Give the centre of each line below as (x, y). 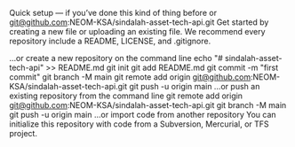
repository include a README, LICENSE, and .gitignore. (110, 41)
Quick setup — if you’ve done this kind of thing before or (113, 13)
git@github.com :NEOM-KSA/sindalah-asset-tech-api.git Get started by (139, 22)
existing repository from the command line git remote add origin (126, 96)
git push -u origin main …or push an (194, 86)
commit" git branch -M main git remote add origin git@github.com (130, 77)
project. (24, 133)
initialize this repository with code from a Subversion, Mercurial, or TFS (139, 124)
